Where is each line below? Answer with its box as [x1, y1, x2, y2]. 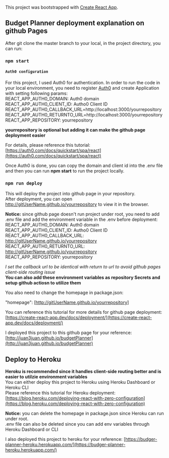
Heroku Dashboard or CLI [5, 426, 59, 433]
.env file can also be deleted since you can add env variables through [5, 421, 150, 427]
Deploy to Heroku [5, 355, 62, 364]
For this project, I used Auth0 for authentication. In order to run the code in [5, 79, 160, 85]
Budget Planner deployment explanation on [5, 19, 145, 27]
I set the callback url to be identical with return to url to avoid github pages [5, 264, 161, 270]
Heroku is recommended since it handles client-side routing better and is [5, 368, 161, 375]
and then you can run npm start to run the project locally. [5, 167, 125, 174]
